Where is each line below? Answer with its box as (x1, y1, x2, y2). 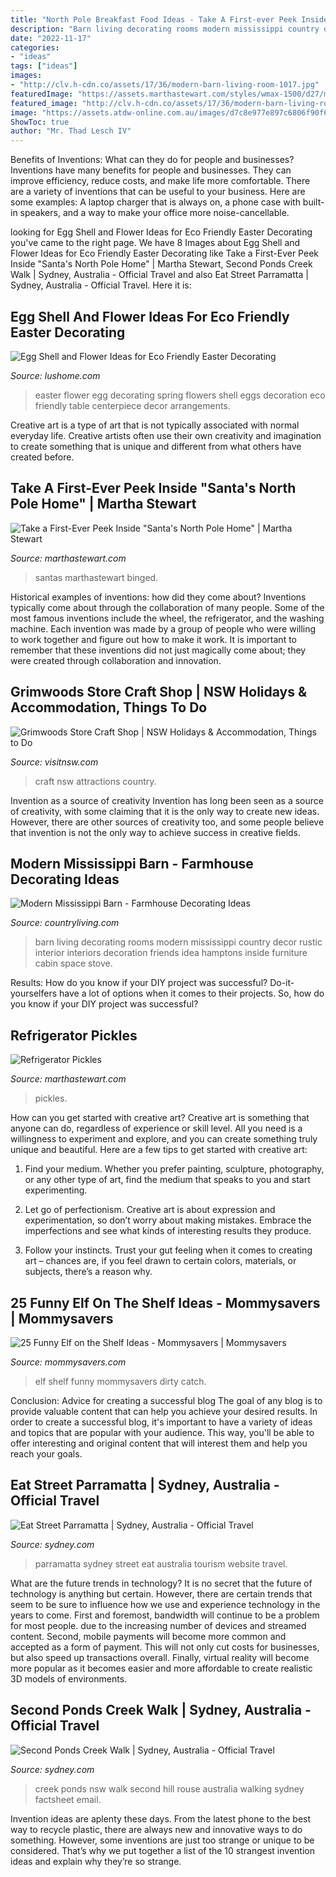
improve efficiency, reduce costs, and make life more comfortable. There (10, 175, 311, 187)
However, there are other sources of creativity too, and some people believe (10, 816, 325, 828)
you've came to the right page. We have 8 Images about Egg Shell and (10, 237, 301, 249)
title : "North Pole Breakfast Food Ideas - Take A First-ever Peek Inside (10, 14, 329, 25)
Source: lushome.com (10, 369, 101, 381)
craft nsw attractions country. (34, 775, 157, 787)
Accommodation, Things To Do (10, 699, 208, 716)
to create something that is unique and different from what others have (10, 440, 302, 452)
